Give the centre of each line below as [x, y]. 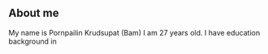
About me [34, 13]
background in [32, 41]
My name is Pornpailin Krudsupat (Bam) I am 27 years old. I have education [134, 32]
